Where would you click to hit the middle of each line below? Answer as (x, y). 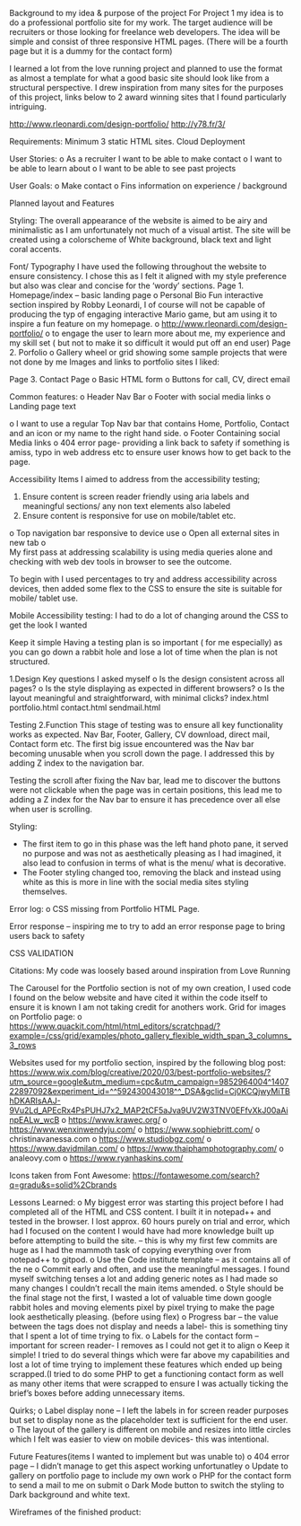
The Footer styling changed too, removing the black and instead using (151, 873)
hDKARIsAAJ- (35, 1101)
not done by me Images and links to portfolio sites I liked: (114, 362)
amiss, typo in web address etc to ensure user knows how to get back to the (150, 452)
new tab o (28, 543)
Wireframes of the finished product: (75, 1512)
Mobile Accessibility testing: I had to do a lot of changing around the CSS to (149, 615)
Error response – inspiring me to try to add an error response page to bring (147, 926)
